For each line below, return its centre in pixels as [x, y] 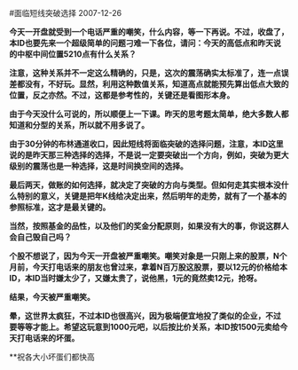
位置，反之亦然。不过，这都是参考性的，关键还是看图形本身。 [122, 95]
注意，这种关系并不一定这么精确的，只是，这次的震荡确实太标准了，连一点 [145, 73]
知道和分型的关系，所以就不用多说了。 [79, 125]
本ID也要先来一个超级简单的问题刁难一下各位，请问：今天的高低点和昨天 [141, 43]
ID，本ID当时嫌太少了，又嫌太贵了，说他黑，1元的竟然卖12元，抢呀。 [135, 278]
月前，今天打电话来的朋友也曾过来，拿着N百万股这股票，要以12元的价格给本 [149, 267]
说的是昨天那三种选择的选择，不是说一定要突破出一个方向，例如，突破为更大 [149, 155]
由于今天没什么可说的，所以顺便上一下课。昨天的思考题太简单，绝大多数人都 [149, 114]
